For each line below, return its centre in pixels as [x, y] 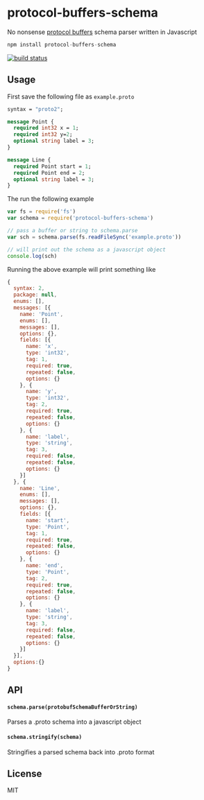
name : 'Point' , [42, 314]
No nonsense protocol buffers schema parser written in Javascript [102, 32]
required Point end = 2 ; [49, 173]
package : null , [35, 295]
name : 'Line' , [40, 488]
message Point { [31, 122]
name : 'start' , [48, 520]
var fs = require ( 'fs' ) [42, 212]
